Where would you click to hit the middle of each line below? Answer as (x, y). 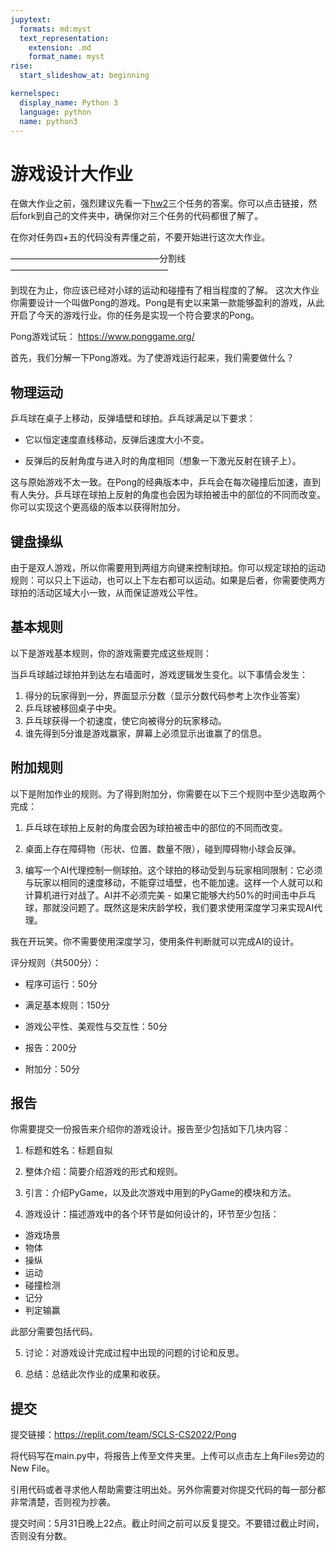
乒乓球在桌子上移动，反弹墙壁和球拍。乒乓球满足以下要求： (133, 418)
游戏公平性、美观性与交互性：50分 (96, 1026)
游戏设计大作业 (72, 173)
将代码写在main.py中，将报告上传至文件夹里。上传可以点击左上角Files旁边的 (167, 1456)
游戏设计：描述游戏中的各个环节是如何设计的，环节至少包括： (152, 1214)
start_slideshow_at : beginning (84, 76)
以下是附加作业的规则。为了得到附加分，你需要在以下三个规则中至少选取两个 (168, 793)
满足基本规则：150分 (67, 1005)
